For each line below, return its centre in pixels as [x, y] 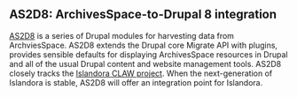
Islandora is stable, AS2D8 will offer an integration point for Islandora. [136, 82]
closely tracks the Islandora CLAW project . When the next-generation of [141, 73]
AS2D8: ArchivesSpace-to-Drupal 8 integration [143, 15]
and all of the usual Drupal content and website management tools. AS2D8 [145, 63]
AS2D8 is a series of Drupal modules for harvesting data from [122, 35]
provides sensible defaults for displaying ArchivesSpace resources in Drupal [148, 54]
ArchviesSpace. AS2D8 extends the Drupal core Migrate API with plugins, [143, 45]
